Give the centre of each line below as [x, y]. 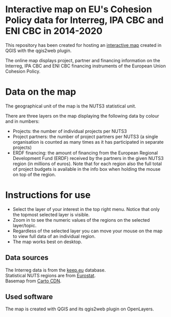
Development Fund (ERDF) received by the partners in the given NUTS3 [88, 158]
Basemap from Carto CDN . [33, 281]
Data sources [27, 258]
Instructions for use [48, 195]
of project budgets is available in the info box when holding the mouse [87, 169]
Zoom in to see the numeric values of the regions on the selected [81, 220]
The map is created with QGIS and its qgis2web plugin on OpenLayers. [80, 309]
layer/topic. [25, 225]
